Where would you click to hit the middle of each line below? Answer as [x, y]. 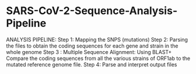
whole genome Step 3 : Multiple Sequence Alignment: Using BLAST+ [89, 52]
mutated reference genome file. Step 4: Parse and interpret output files [92, 64]
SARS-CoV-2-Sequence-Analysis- [92, 11]
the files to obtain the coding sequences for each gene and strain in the [92, 46]
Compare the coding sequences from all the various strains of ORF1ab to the [98, 58]
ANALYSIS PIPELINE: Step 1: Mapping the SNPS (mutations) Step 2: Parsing [97, 39]
